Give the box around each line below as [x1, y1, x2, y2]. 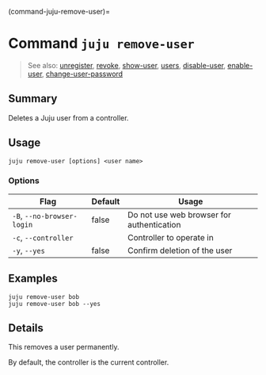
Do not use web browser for [127, 209, 232, 220]
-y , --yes [12, 245, 45, 256]
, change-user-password [42, 69, 123, 78]
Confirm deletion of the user [127, 245, 233, 256]
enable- [227, 60, 253, 70]
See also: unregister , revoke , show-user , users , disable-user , [27, 60, 226, 70]
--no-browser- [24, 212, 78, 220]
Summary [8, 92, 58, 105]
